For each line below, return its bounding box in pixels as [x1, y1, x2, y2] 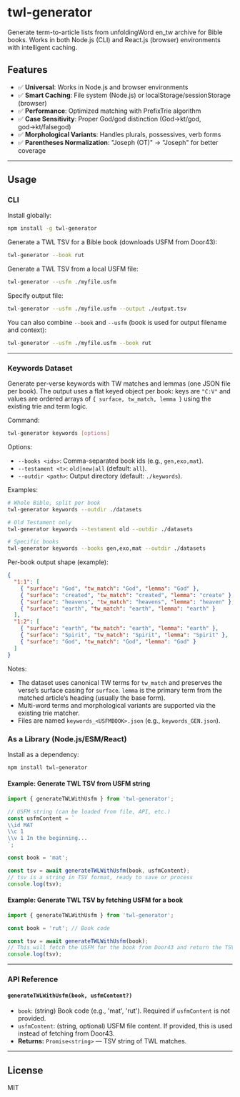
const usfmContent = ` [7, 815, 75, 822]
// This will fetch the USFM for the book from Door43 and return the [7, 944, 222, 951]
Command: [7, 416, 40, 425]
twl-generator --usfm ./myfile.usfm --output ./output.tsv [7, 305, 187, 313]
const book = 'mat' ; [7, 854, 69, 861]
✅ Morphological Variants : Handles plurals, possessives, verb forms [17, 130, 221, 139]
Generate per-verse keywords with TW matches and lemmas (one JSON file [7, 379, 231, 388]
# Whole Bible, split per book [7, 499, 101, 506]
